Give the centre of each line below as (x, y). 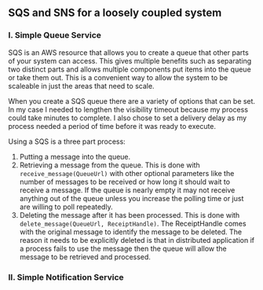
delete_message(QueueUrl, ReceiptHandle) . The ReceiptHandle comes (133, 223)
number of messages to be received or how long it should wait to (124, 182)
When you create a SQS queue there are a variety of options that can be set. (132, 101)
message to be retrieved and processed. (85, 257)
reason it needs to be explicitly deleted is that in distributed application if (137, 240)
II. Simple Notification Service (66, 277)
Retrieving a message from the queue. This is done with (110, 165)
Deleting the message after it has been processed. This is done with (130, 215)
